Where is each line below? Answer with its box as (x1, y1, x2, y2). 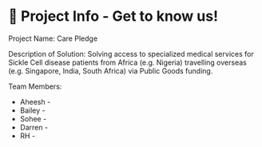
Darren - (19, 122, 49, 132)
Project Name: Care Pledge (8, 34, 98, 43)
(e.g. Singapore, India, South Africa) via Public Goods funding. (8, 66, 213, 75)
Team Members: (8, 81, 62, 91)
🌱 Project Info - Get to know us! (8, 7, 218, 26)
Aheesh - (19, 97, 51, 106)
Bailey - (19, 105, 46, 115)
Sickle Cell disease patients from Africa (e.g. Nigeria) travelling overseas (8, 58, 248, 67)
